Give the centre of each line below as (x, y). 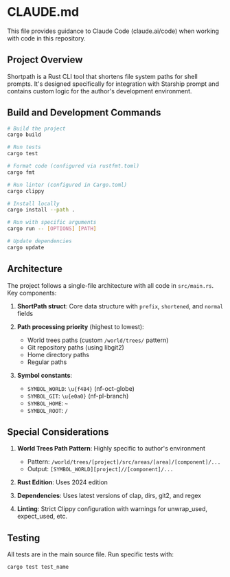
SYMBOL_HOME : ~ (48, 403)
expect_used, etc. (42, 517)
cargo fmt (21, 172)
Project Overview (45, 60)
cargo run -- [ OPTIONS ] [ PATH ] (52, 229)
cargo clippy (26, 191)
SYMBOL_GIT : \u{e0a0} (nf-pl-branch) (78, 396)
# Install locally (33, 203)
